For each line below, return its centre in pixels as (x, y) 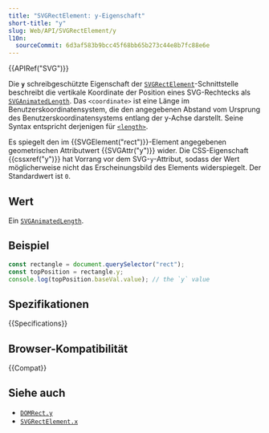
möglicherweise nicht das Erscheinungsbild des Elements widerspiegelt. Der (135, 168)
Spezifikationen (49, 304)
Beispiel (29, 246)
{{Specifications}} (38, 324)
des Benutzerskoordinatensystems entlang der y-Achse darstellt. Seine (126, 118)
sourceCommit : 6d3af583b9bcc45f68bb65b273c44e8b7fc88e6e (113, 46)
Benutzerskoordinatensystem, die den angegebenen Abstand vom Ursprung (134, 110)
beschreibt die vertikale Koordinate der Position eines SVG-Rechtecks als (130, 92)
